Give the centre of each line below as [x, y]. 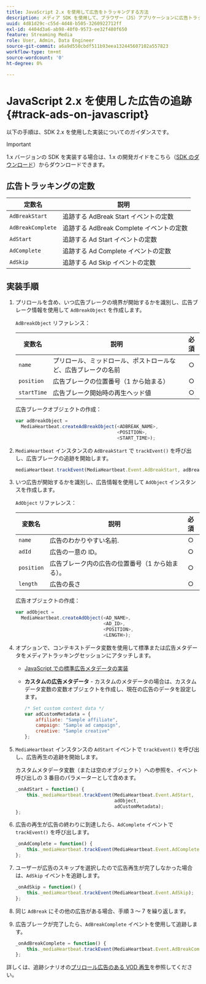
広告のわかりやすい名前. [85, 540]
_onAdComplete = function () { [54, 844]
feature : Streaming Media [39, 35]
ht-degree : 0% [25, 63]
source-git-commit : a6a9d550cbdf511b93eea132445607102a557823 [87, 47]
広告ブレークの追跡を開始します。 [69, 458]
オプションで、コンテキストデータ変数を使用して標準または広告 [96, 647]
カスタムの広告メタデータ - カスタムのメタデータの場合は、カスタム [110, 681]
